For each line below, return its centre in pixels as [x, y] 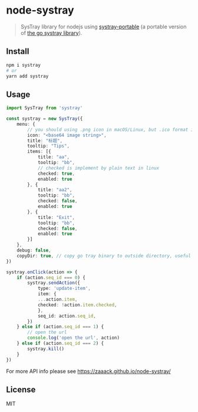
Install [18, 52]
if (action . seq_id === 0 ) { [51, 277]
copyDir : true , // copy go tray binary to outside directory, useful [104, 256]
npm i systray [24, 65]
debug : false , [34, 251]
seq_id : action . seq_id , [67, 316]
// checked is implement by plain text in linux [98, 168]
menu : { [26, 124]
